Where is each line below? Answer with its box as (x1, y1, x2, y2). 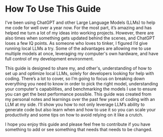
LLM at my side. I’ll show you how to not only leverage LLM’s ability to (5, 101, 145, 107)
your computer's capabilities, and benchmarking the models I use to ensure (5, 86, 157, 92)
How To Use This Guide (5, 3, 101, 15)
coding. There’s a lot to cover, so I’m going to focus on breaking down (5, 76, 145, 81)
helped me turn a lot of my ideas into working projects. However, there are (5, 30, 154, 36)
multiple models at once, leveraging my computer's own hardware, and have (5, 50, 159, 57)
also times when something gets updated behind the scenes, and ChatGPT (5, 35, 155, 41)
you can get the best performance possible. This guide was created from (5, 91, 152, 97)
